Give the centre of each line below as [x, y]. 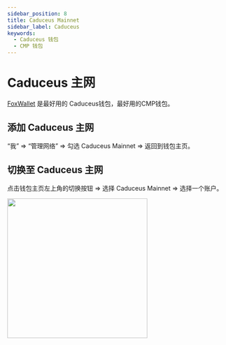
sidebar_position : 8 [37, 14]
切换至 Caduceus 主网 [55, 170]
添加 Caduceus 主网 [51, 127]
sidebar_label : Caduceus [43, 27]
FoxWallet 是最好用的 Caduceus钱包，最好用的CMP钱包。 [91, 103]
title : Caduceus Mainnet [43, 20]
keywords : [22, 33]
